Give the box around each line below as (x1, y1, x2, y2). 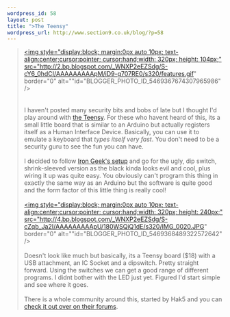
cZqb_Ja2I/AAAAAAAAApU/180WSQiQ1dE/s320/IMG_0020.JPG (23, 223, 205, 231)
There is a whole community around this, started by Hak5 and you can (23, 295, 222, 303)
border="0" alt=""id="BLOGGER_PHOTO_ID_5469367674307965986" (23, 77, 221, 86)
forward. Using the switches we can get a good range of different (23, 266, 209, 275)
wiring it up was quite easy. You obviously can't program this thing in (23, 172, 218, 180)
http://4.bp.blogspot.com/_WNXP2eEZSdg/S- (40, 215, 168, 223)
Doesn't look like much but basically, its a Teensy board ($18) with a (23, 251, 216, 260)
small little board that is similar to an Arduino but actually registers (23, 121, 210, 129)
